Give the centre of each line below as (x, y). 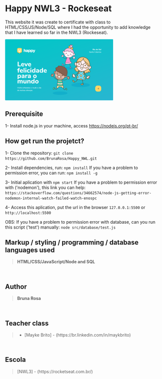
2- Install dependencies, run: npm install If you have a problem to (71, 168)
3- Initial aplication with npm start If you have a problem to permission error (81, 182)
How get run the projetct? (45, 141)
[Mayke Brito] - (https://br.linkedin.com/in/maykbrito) (78, 335)
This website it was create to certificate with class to (58, 22)
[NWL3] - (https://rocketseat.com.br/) (55, 371)
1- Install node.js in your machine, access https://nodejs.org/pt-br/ (71, 126)
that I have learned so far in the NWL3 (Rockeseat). (57, 32)
